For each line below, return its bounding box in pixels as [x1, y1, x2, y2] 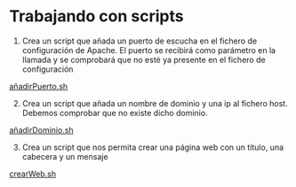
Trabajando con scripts [9, 6, 184, 27]
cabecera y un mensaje [21, 151, 108, 161]
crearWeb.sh [9, 168, 56, 179]
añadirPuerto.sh [9, 81, 68, 91]
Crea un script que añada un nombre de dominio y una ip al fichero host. [21, 97, 288, 108]
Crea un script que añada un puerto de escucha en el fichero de [21, 35, 258, 46]
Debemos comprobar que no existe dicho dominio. [21, 107, 208, 118]
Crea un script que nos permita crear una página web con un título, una [21, 142, 284, 152]
